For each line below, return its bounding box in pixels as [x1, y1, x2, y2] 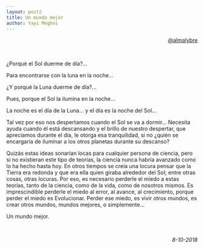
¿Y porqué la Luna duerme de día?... [6, 83, 97, 91]
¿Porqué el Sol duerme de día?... [6, 60, 88, 67]
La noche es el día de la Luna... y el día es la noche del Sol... [6, 107, 157, 114]
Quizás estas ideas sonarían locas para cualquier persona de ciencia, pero [6, 149, 193, 157]
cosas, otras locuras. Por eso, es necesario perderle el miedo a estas [6, 175, 179, 183]
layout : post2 [6, 8, 42, 15]
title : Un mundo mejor [6, 15, 64, 21]
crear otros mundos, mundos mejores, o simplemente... [6, 201, 145, 209]
